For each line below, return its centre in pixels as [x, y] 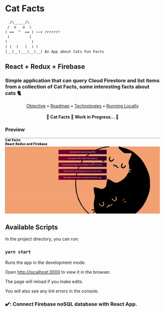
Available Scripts [31, 227]
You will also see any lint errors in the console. [52, 291]
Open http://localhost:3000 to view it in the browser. [58, 272]
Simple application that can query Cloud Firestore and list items [82, 80]
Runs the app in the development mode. [45, 262]
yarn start [18, 252]
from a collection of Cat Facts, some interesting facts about [77, 87]
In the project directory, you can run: [42, 239]
